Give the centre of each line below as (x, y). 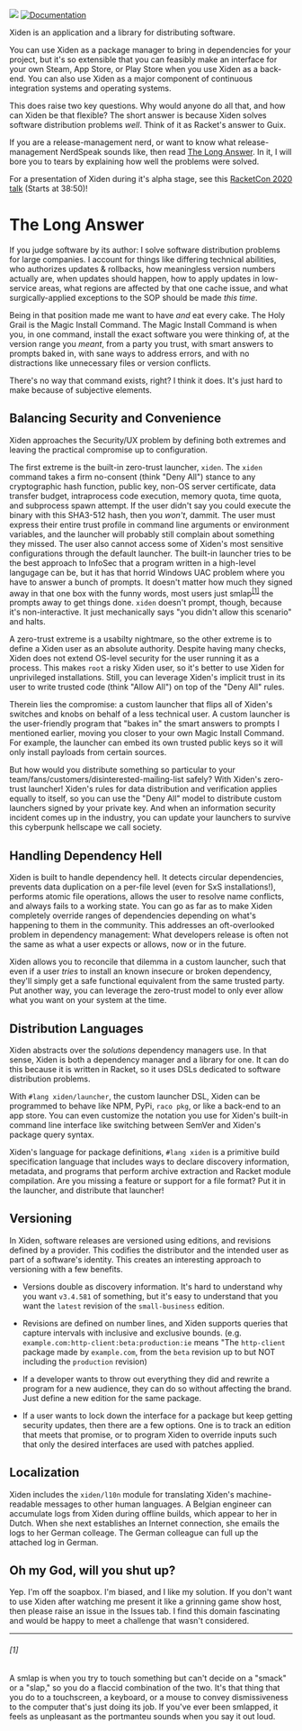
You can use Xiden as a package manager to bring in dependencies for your (150, 50)
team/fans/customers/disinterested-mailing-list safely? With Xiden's (136, 779)
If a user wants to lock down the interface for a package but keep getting (157, 1416)
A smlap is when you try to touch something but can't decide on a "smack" (148, 1678)
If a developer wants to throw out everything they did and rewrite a (146, 1379)
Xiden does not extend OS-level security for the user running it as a (134, 659)
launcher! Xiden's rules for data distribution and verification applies (153, 789)
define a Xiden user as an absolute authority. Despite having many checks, (148, 649)
